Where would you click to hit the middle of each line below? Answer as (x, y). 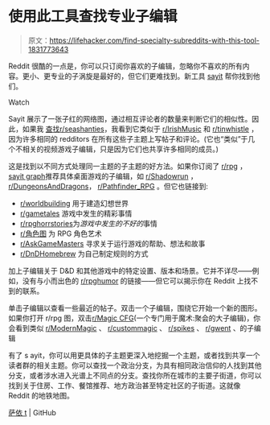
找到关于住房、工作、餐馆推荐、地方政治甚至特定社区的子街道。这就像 (125, 385)
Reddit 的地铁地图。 (41, 395)
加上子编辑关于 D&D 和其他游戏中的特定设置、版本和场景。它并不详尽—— (131, 270)
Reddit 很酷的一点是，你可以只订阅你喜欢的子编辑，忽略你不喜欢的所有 (126, 66)
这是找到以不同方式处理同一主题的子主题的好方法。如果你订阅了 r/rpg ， (128, 166)
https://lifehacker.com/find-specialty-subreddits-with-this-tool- (154, 40)
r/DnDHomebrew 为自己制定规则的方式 (84, 254)
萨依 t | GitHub (32, 412)
